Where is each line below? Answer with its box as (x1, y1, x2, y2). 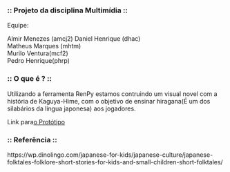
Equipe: (7, 21, 29, 30)
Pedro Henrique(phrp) (7, 57, 70, 65)
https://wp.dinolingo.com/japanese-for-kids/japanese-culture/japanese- (7, 151, 213, 159)
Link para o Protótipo (7, 117, 66, 126)
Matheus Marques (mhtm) (7, 42, 82, 50)
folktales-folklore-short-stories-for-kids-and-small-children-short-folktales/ (7, 157, 223, 166)
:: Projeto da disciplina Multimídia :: (7, 6, 128, 15)
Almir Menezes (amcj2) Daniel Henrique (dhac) (7, 35, 141, 43)
